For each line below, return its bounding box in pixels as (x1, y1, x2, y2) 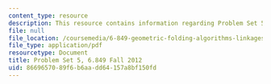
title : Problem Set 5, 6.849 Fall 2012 (8, 57, 143, 65)
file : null (8, 26, 45, 34)
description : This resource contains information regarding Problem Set (8, 19, 258, 27)
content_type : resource (8, 11, 89, 20)
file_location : (8, 34, 60, 42)
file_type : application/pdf (8, 42, 103, 50)
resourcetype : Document (8, 49, 89, 57)
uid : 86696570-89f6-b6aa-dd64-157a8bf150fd (8, 64, 157, 72)
